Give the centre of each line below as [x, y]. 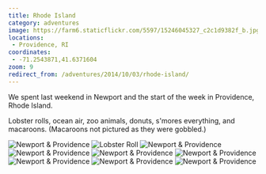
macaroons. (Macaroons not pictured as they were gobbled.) [107, 129]
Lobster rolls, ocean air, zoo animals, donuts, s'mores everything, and [122, 120]
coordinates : [30, 52]
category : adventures [44, 23]
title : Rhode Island [42, 15]
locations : [26, 38]
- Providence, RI [40, 45]
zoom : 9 [21, 67]
